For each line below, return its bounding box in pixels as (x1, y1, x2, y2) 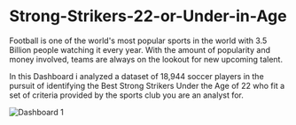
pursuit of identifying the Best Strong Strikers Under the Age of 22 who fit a (9, 80, 285, 91)
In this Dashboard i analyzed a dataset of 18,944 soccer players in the (9, 70, 264, 81)
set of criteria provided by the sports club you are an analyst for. (9, 90, 244, 100)
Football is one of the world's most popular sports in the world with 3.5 (9, 35, 268, 46)
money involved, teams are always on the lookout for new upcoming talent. (9, 54, 284, 64)
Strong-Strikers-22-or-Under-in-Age (9, 6, 287, 26)
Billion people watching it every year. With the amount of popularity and (9, 44, 270, 55)
